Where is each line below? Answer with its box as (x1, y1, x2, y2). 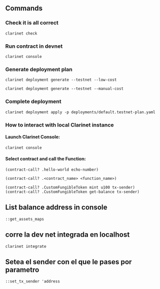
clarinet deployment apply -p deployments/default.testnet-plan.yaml (5, 109, 156, 115)
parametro (5, 265, 40, 274)
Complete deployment (5, 98, 62, 105)
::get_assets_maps (5, 216, 44, 221)
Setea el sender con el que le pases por (5, 258, 132, 266)
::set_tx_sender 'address (5, 279, 60, 284)
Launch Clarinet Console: (5, 134, 60, 140)
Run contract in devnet (5, 43, 63, 50)
